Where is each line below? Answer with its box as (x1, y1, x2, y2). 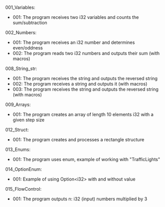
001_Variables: (5, 5, 36, 10)
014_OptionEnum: (5, 166, 42, 172)
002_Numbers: (5, 30, 37, 35)
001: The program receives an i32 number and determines (12, 39, 135, 45)
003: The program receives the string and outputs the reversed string (12, 86, 159, 92)
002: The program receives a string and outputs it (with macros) (12, 81, 148, 87)
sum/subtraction (12, 20, 47, 25)
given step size (12, 117, 45, 123)
